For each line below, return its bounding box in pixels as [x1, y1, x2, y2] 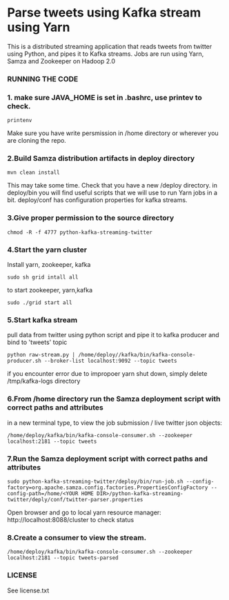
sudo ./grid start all [7, 299, 72, 306]
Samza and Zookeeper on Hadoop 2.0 [7, 57, 116, 65]
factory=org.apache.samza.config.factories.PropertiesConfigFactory [7, 484, 208, 491]
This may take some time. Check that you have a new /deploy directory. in [7, 181, 218, 190]
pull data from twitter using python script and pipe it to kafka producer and [7, 331, 219, 339]
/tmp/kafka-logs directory [7, 377, 81, 386]
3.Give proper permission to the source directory [7, 213, 175, 223]
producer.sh [7, 357, 41, 365]
